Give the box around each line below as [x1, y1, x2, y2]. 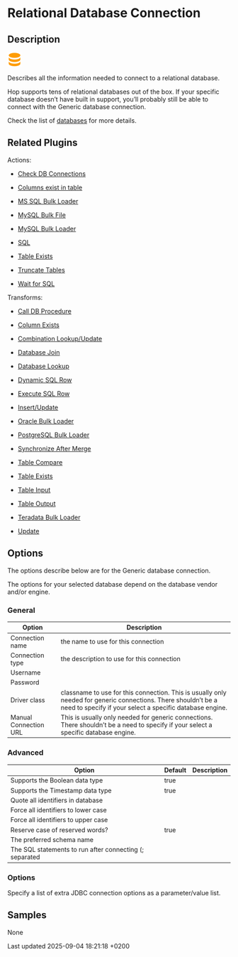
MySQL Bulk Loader [17, 224, 76, 233]
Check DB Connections [17, 169, 86, 178]
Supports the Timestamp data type [10, 786, 112, 795]
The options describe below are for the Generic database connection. [7, 566, 211, 575]
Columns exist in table [17, 183, 83, 192]
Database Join [17, 348, 60, 356]
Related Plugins [7, 137, 78, 149]
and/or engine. [7, 587, 51, 596]
